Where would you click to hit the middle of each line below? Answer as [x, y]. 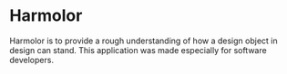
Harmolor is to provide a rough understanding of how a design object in [143, 41]
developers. [32, 60]
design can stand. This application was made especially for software [138, 50]
